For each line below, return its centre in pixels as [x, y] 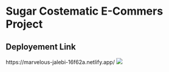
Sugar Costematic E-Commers [84, 11]
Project [24, 24]
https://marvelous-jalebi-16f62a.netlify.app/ [60, 62]
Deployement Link [41, 47]
